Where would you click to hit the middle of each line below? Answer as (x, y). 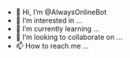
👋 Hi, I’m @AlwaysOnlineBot (61, 12)
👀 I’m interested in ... (49, 20)
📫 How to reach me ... (52, 46)
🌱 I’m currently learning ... (58, 29)
